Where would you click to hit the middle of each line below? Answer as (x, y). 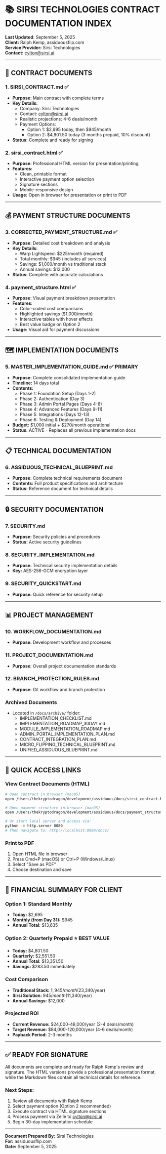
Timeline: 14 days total (36, 383)
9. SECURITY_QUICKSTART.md (43, 583)
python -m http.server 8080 (34, 826)
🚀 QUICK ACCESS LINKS (43, 770)
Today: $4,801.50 (30, 951)
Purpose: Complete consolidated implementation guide (69, 377)
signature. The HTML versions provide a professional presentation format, (81, 1072)
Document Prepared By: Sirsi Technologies (49, 1136)
